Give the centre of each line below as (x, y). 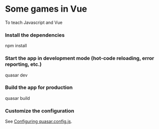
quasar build (18, 98)
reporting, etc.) (23, 64)
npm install (16, 46)
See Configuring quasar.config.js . (39, 121)
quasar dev (16, 75)
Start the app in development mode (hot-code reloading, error (80, 58)
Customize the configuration (40, 111)
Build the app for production (39, 88)
